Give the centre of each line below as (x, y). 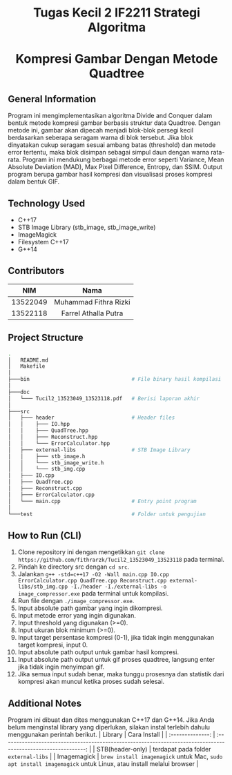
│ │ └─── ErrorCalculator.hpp (59, 443)
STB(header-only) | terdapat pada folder (154, 749)
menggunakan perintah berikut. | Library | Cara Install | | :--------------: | (112, 734)
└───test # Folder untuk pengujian (107, 514)
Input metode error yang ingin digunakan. (77, 616)
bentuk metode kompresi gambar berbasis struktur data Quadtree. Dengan (114, 123)
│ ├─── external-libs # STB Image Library (99, 450)
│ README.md (28, 360)
